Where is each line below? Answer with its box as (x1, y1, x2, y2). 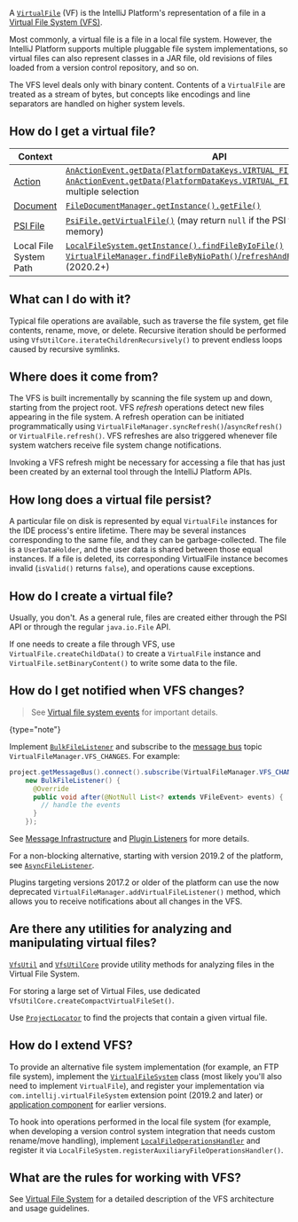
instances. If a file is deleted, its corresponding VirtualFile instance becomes (9, 553, 288, 564)
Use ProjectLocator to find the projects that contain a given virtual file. (9, 1012, 268, 1022)
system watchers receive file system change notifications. (9, 440, 222, 450)
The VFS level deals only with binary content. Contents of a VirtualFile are (9, 80, 286, 90)
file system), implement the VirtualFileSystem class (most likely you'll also (9, 1070, 282, 1081)
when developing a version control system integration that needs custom (9, 1125, 276, 1136)
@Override (32, 784, 69, 793)
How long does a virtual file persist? (9, 492, 212, 507)
